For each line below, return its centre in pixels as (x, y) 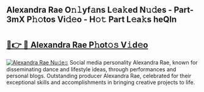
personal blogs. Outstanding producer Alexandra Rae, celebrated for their (99, 76)
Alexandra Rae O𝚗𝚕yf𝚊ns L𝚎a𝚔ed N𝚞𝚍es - (89, 10)
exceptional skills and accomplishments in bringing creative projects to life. (101, 82)
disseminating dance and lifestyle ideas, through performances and (91, 69)
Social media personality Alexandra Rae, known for (133, 62)
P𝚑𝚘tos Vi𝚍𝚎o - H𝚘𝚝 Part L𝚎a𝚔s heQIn (102, 20)
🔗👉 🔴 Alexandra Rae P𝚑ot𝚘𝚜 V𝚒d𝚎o (77, 45)
